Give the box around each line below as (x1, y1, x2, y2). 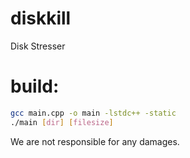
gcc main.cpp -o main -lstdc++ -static (10, 108, 177, 118)
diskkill (10, 7, 72, 30)
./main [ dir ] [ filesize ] (10, 117, 114, 127)
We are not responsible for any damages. (10, 135, 180, 147)
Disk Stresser (10, 40, 66, 52)
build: (10, 75, 60, 98)
